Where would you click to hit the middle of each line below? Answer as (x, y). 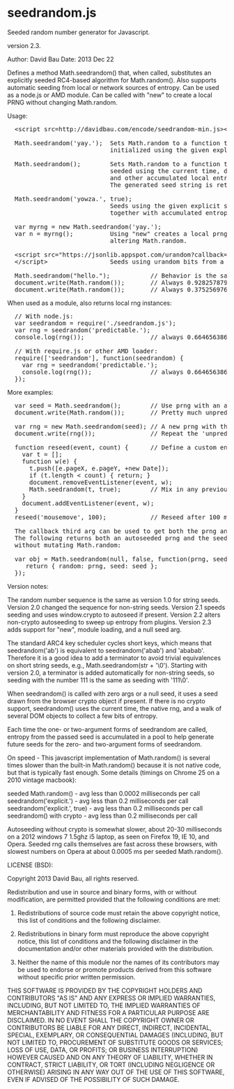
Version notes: (28, 586)
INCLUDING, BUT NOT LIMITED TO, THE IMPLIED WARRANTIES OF (104, 1005)
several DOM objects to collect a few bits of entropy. (83, 716)
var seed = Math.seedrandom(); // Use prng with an (117, 405)
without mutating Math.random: (68, 545)
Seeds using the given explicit (165, 206)
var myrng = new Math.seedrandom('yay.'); (88, 227)
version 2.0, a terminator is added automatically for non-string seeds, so (111, 673)
